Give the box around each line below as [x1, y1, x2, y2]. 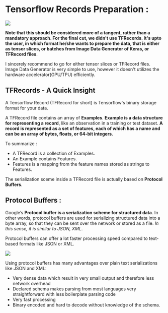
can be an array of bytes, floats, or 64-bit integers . [5, 131, 113, 137]
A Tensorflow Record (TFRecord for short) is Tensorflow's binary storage [5, 99, 157, 105]
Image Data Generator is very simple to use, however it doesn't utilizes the [5, 66, 159, 72]
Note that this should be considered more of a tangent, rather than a [5, 29, 150, 36]
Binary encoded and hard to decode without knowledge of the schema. [12, 301, 160, 308]
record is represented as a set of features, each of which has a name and [5, 125, 160, 132]
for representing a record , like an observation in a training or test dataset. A [5, 120, 163, 126]
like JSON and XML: [5, 265, 47, 271]
